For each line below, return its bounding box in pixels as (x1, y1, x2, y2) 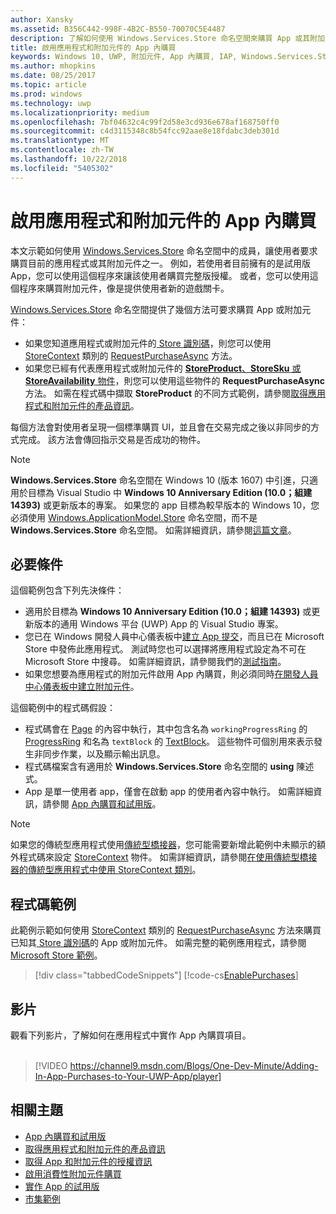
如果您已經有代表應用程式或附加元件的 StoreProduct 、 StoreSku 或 (24, 362, 302, 374)
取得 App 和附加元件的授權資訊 (24, 1155, 153, 1167)
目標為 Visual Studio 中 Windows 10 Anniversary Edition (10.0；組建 (27, 486, 313, 498)
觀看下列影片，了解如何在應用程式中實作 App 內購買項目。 (10, 1029, 252, 1041)
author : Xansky (10, 14, 74, 25)
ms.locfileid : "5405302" (10, 163, 114, 173)
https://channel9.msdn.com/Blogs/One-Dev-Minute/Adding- (69, 1060, 319, 1071)
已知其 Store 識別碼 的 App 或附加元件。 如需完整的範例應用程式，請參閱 (10, 937, 307, 949)
